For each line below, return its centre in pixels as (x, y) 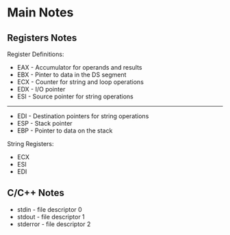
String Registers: (30, 144)
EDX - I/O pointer (41, 89)
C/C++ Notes (36, 193)
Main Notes (40, 13)
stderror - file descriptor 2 (54, 224)
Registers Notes (42, 38)
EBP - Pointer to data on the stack (65, 130)
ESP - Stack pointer (45, 123)
